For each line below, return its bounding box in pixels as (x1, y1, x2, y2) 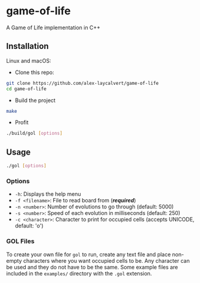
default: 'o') (14, 222, 44, 229)
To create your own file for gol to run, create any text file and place (6, 251, 171, 258)
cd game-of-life (6, 85, 47, 92)
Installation (6, 41, 49, 51)
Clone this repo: (14, 69, 54, 76)
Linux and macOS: (6, 57, 51, 64)
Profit (14, 119, 29, 126)
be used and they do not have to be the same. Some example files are (6, 263, 178, 270)
